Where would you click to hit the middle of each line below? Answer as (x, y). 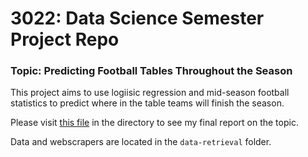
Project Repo (65, 39)
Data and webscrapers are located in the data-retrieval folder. (141, 142)
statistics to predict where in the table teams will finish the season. (147, 103)
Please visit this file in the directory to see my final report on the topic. (154, 123)
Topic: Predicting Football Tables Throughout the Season (151, 71)
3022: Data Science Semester (137, 18)
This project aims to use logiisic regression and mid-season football (150, 93)
